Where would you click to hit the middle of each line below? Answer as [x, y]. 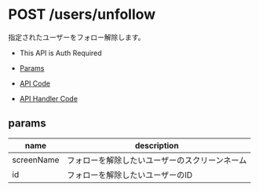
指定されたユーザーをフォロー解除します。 [77, 37]
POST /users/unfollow [82, 15]
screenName [36, 160]
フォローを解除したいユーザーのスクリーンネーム [157, 160]
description [157, 145]
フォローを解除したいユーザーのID [129, 174]
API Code [35, 83]
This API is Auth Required [60, 53]
